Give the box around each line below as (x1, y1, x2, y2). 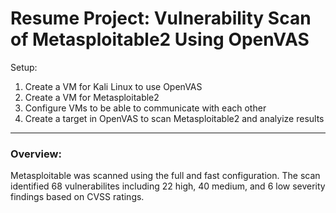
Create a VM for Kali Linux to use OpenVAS (24, 80, 203, 92)
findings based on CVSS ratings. (10, 191, 145, 203)
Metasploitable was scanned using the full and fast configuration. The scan (10, 170, 321, 182)
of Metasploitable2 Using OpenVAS (10, 28, 310, 51)
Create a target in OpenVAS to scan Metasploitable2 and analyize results (24, 112, 325, 124)
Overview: (10, 147, 62, 161)
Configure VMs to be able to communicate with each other (24, 102, 267, 114)
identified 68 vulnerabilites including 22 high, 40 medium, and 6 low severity (10, 180, 326, 192)
